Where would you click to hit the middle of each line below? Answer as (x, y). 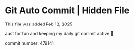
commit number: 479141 (30, 43)
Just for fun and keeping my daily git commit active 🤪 (59, 33)
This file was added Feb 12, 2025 (39, 24)
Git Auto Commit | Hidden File (67, 11)
